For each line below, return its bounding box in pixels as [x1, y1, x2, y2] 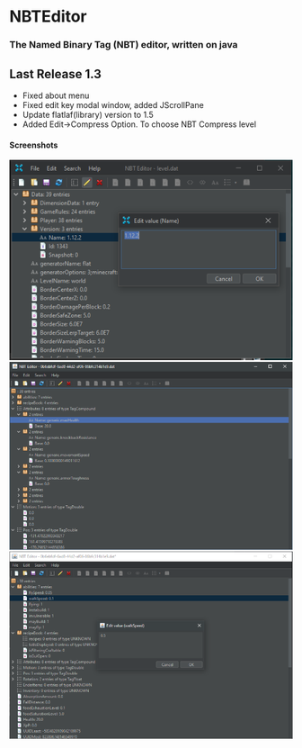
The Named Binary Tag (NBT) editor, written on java [9, 39, 238, 51]
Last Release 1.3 [9, 66, 102, 82]
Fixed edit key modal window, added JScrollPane [22, 99, 204, 110]
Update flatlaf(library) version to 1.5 [22, 109, 155, 120]
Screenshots [9, 140, 58, 150]
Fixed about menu [22, 90, 90, 101]
